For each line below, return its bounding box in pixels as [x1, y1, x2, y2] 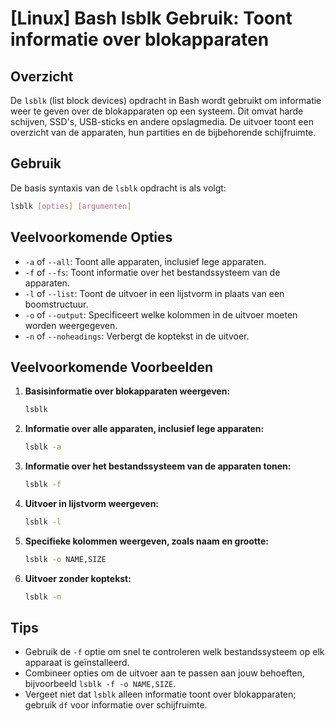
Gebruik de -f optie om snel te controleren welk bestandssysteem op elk [24, 646, 325, 658]
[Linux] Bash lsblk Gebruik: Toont [10, 7, 293, 30]
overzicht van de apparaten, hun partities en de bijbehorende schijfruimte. [10, 127, 317, 138]
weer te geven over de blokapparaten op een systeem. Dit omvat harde [10, 105, 304, 117]
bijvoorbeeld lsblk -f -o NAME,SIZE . [24, 678, 177, 690]
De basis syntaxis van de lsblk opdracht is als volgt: [10, 182, 227, 194]
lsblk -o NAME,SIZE [24, 554, 107, 564]
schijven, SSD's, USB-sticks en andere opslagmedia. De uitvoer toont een [10, 116, 314, 127]
